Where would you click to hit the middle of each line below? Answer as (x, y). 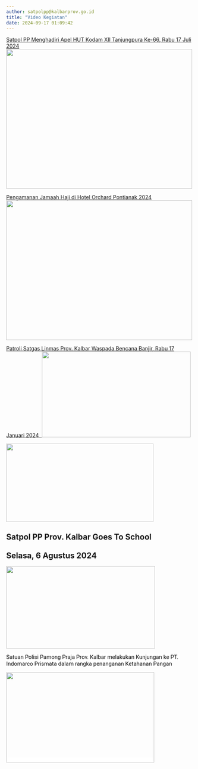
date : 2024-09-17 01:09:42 (40, 23)
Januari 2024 (23, 435)
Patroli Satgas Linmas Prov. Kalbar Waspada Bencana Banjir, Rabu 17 (90, 349)
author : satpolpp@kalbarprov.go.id (50, 12)
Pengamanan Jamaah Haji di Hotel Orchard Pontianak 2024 (79, 197)
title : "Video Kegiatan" (37, 17)
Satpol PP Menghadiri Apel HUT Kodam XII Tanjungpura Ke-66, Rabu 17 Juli (99, 40)
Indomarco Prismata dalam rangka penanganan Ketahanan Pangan (89, 664)
